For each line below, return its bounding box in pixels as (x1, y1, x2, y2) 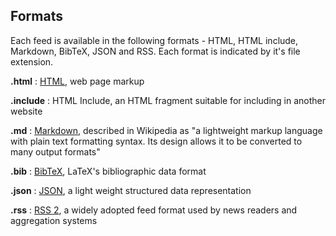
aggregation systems (10, 214, 98, 226)
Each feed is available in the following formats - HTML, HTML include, (10, 34, 299, 46)
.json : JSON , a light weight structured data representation (10, 184, 252, 196)
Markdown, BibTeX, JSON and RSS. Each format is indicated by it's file (10, 45, 301, 57)
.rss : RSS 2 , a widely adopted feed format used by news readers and (10, 204, 298, 216)
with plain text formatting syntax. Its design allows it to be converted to (10, 135, 303, 147)
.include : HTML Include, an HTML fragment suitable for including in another (10, 94, 326, 106)
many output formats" (10, 145, 101, 158)
